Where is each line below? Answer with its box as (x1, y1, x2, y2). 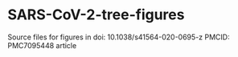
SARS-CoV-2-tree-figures (7, 6, 185, 24)
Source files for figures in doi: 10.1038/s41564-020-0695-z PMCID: (7, 32, 230, 42)
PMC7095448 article (7, 40, 77, 50)
